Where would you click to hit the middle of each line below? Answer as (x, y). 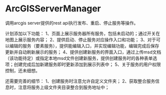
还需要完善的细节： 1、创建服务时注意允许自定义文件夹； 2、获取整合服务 (80, 81)
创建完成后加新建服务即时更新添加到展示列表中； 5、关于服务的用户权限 (87, 64)
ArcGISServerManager (53, 9)
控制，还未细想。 (23, 70)
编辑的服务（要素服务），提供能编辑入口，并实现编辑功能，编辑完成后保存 (84, 46)
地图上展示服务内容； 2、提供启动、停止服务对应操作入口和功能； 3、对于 (81, 40)
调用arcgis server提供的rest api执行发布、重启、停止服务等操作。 (72, 23)
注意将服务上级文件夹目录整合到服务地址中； (64, 87)
